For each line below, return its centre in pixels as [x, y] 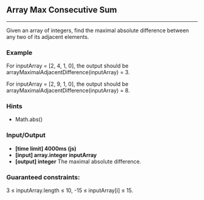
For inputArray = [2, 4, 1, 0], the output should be [67, 66]
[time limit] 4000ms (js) [46, 148]
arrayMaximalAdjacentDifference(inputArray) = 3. [68, 72]
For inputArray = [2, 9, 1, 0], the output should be [67, 84]
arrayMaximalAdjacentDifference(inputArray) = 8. [68, 91]
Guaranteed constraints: [43, 177]
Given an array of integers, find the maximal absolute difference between [98, 30]
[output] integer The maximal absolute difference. [78, 161]
